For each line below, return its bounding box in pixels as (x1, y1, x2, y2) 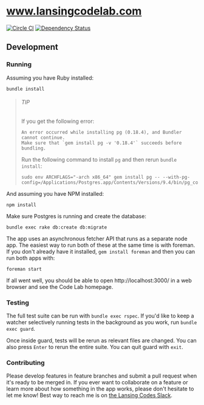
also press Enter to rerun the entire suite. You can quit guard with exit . (6, 344, 183, 351)
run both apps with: (6, 254, 55, 261)
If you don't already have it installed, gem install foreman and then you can (6, 247, 195, 255)
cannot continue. (21, 134, 66, 140)
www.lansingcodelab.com (6, 4, 142, 18)
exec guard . (6, 325, 35, 333)
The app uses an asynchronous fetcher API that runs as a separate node (6, 235, 188, 242)
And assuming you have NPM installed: (6, 190, 104, 197)
